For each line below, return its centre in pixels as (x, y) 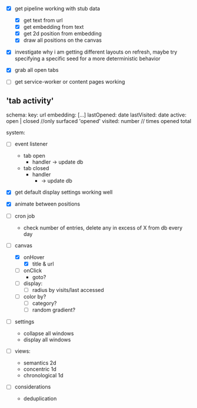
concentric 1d (40, 369)
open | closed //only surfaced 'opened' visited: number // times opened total (99, 121)
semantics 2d (40, 363)
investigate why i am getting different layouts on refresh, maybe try (96, 52)
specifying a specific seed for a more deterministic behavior (87, 59)
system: (16, 132)
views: (22, 351)
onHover (34, 257)
